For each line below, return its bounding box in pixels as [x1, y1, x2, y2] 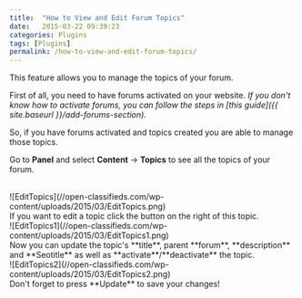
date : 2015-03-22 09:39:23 [9, 22, 120, 31]
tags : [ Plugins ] [9, 38, 71, 48]
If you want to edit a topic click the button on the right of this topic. [9, 211, 259, 221]
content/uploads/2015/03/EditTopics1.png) [9, 230, 170, 241]
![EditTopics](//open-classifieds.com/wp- [9, 191, 165, 202]
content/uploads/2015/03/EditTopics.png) [9, 201, 166, 212]
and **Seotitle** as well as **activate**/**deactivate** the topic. [9, 250, 255, 261]
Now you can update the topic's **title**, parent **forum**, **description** [9, 240, 291, 251]
